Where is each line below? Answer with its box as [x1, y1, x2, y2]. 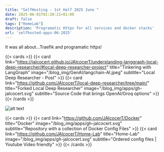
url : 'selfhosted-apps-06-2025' [5, 30, 72, 35]
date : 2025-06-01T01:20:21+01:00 [5, 12, 75, 17]
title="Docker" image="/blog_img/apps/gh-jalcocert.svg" [5, 120, 122, 126]
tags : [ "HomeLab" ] [5, 21, 43, 26]
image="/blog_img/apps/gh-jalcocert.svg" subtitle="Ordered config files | [5, 136, 157, 142]
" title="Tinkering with [106, 64, 152, 70]
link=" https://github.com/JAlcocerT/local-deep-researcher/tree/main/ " [5, 80, 150, 86]
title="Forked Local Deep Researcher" [5, 85, 83, 91]
